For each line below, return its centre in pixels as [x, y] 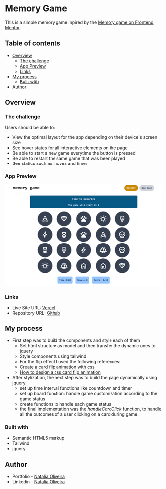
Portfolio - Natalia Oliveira [39, 476]
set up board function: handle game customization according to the [88, 394]
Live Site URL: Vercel [34, 308]
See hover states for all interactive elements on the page [70, 148]
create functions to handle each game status [65, 404]
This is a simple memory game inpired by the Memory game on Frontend [79, 22]
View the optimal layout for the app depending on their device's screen [85, 137]
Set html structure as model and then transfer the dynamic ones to [87, 346]
